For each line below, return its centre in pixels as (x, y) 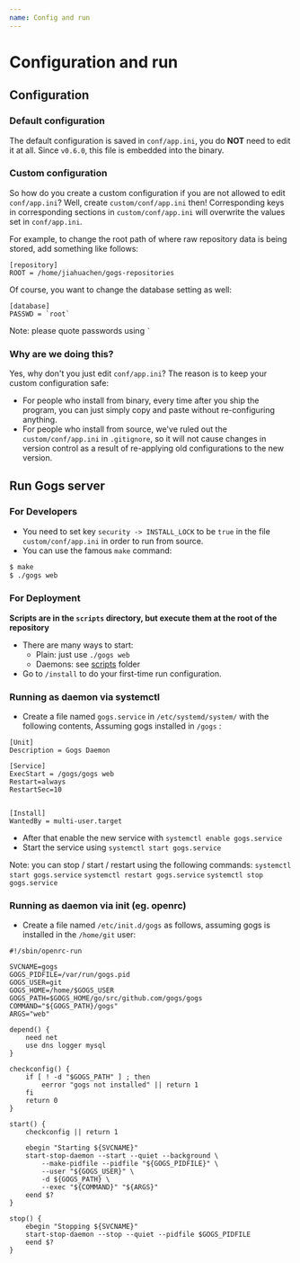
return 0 (42, 1101)
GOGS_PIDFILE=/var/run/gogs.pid (70, 975)
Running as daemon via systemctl (84, 696)
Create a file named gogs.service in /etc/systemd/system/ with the (146, 717)
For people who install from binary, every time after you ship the (141, 400)
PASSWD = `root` (40, 314)
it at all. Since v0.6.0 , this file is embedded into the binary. (117, 150)
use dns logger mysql (66, 1046)
